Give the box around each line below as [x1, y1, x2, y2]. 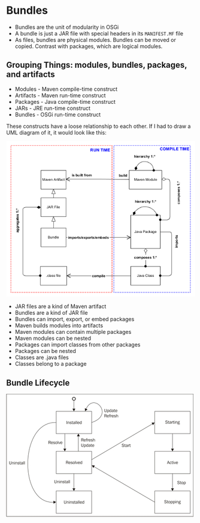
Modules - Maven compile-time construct [14, 85, 118, 92]
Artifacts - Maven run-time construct [14, 91, 106, 99]
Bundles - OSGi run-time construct [14, 110, 101, 118]
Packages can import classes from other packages [14, 341, 141, 348]
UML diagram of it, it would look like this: [6, 128, 107, 136]
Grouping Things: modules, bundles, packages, [6, 60, 187, 70]
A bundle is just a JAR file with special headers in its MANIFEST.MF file [14, 29, 184, 37]
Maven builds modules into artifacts [14, 322, 104, 329]
